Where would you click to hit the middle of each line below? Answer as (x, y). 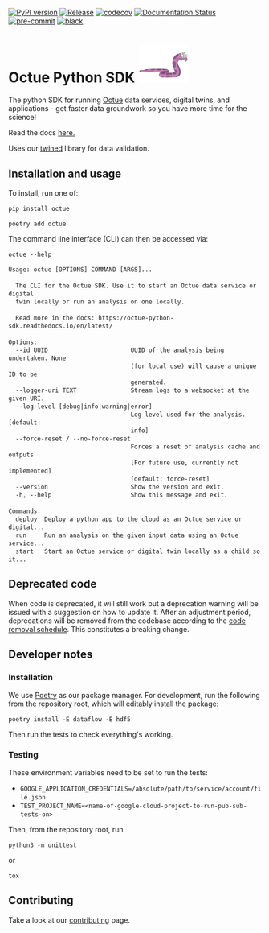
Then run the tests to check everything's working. (91, 734)
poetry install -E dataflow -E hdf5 (69, 719)
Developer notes (51, 655)
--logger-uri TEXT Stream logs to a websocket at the (132, 390)
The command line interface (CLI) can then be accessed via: (108, 239)
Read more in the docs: (55, 318)
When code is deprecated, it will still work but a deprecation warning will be (133, 603)
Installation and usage (65, 173)
